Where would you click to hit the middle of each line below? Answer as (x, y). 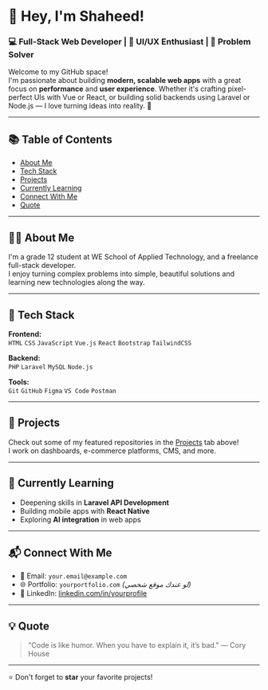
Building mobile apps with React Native (85, 511)
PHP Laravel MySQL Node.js (51, 367)
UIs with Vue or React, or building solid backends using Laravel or (142, 97)
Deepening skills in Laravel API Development (95, 503)
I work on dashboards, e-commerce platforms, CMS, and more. (112, 451)
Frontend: (25, 333)
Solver (21, 55)
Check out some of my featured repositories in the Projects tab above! (124, 442)
